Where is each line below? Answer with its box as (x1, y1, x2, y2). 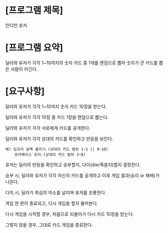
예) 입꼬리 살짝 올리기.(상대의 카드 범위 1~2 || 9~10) (5, 146, 109, 152)
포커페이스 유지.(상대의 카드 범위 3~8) (14, 152, 86, 157)
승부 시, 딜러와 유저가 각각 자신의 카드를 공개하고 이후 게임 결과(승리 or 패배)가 (5, 172, 160, 178)
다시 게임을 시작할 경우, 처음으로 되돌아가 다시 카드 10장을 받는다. (5, 211, 134, 217)
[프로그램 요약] (5, 42, 63, 54)
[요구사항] (5, 86, 45, 97)
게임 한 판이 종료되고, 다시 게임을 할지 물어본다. (5, 200, 99, 206)
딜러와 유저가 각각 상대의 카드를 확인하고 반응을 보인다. (5, 135, 113, 142)
